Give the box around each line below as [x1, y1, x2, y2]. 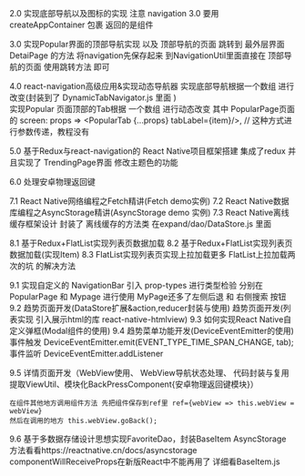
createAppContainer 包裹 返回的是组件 [9, 19, 154, 30]
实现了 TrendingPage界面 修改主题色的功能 [16, 157, 178, 167]
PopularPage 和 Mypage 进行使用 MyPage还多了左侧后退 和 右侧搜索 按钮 [9, 291, 287, 302]
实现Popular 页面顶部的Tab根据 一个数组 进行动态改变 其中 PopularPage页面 [9, 104, 296, 114]
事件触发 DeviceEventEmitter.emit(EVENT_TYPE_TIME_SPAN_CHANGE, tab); [9, 337, 294, 348]
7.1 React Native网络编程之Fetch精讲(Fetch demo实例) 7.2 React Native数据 [9, 196, 290, 207]
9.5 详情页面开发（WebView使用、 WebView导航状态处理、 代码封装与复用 [9, 368, 290, 378]
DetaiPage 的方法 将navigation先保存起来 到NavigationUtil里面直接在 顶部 [9, 50, 285, 61]
